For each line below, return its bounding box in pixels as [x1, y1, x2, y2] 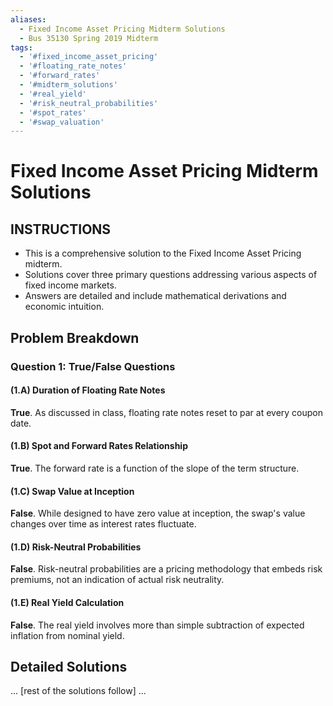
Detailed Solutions [10, 658, 128, 675]
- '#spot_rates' [19, 107, 87, 118]
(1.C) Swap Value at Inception [10, 485, 135, 497]
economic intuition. [24, 301, 105, 313]
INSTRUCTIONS [10, 221, 112, 238]
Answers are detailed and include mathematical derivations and [24, 290, 287, 302]
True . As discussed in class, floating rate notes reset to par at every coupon [10, 406, 324, 418]
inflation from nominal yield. [10, 629, 125, 641]
